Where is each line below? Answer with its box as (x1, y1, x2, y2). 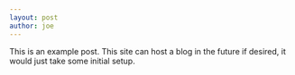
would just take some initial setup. (9, 55, 135, 66)
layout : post (9, 12, 59, 22)
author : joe (9, 21, 54, 30)
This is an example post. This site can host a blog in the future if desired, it (9, 46, 286, 56)
